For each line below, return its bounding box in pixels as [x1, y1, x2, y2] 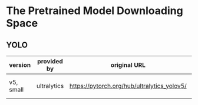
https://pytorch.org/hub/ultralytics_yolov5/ [70, 82, 187, 90]
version [9, 61, 31, 69]
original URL [110, 61, 146, 69]
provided [37, 57, 63, 65]
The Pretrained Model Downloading [6, 4, 184, 18]
